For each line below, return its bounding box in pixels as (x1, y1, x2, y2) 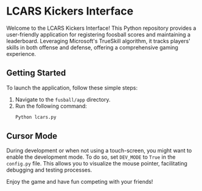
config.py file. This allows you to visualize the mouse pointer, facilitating (6, 160, 187, 167)
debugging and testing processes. (6, 166, 92, 174)
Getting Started (6, 68, 66, 78)
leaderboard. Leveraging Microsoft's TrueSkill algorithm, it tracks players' (6, 37, 190, 44)
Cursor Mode (6, 131, 58, 141)
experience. (6, 50, 37, 57)
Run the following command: (15, 102, 87, 109)
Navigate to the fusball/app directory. (15, 95, 111, 103)
